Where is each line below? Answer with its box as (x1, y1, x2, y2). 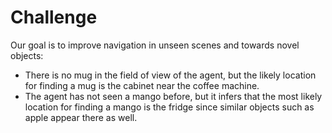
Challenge (10, 6, 98, 29)
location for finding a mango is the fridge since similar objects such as (24, 101, 315, 113)
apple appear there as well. (24, 111, 138, 123)
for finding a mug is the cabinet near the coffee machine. (24, 79, 260, 91)
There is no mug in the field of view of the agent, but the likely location (24, 69, 317, 81)
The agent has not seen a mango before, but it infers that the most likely (24, 90, 323, 102)
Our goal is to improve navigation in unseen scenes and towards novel (10, 39, 300, 51)
